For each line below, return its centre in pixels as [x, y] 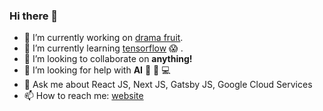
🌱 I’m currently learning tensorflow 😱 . [103, 48]
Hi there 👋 [34, 16]
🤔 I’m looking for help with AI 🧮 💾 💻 [97, 70]
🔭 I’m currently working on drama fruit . [103, 38]
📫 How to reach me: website [83, 96]
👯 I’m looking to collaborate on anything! [108, 59]
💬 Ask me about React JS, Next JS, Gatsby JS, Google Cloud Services [168, 85]
